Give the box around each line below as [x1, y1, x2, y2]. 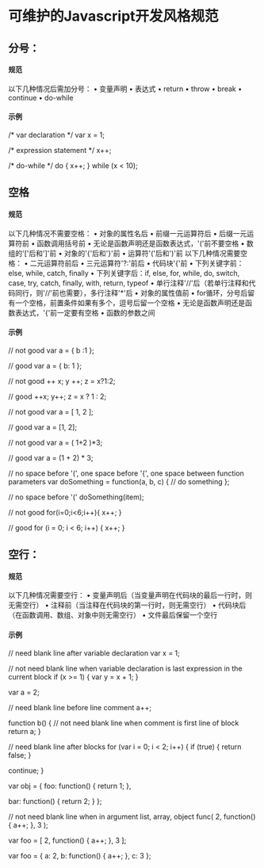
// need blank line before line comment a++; [8, 702, 152, 712]
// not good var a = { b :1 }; [8, 346, 95, 355]
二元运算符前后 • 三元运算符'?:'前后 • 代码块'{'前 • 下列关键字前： [29, 258, 244, 268]
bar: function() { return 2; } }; [8, 796, 102, 805]
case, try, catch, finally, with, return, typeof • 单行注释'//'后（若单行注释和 [8, 278, 250, 288]
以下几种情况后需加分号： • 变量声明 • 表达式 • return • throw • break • [8, 84, 243, 94]
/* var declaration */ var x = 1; [8, 130, 105, 140]
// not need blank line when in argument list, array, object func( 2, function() [8, 812, 256, 821]
